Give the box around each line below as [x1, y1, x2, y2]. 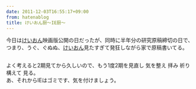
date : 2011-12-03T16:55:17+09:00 [6, 8, 89, 15]
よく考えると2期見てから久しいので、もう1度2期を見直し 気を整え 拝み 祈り [6, 62, 191, 69]
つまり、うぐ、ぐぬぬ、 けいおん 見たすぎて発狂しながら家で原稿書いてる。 [6, 44, 188, 51]
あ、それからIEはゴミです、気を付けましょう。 [6, 77, 120, 84]
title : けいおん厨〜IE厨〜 [6, 20, 66, 26]
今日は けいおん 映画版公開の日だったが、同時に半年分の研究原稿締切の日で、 [6, 37, 194, 44]
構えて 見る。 [6, 69, 39, 77]
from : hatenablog [6, 14, 49, 20]
